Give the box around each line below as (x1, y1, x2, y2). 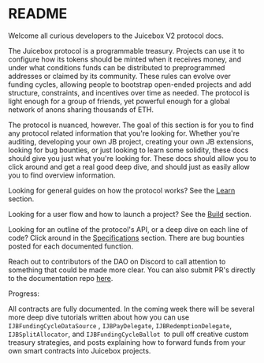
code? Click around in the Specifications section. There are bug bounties (8, 233, 245, 242)
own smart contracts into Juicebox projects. (8, 346, 151, 355)
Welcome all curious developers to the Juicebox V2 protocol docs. (8, 31, 225, 40)
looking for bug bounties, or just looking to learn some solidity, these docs (8, 145, 249, 155)
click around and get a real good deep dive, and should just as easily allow (8, 162, 251, 171)
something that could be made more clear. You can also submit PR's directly (8, 265, 256, 275)
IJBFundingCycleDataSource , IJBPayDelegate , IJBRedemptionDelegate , (8, 320, 232, 330)
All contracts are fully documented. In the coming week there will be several (8, 304, 255, 313)
